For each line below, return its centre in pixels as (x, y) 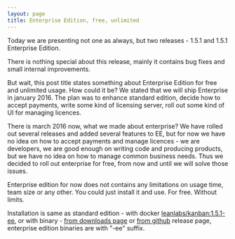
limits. (16, 199)
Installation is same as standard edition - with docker (83, 213)
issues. (18, 171)
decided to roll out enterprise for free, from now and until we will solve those (118, 163)
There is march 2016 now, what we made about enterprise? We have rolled (115, 126)
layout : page (26, 14)
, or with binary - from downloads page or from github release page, (113, 220)
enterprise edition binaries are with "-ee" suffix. (76, 228)
